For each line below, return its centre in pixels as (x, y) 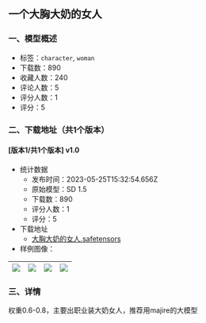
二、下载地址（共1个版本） (59, 129)
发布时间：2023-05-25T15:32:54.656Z (95, 179)
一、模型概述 (33, 39)
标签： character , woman (57, 57)
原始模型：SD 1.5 (59, 189)
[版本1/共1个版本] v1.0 (44, 150)
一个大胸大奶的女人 (55, 14)
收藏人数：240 (44, 77)
